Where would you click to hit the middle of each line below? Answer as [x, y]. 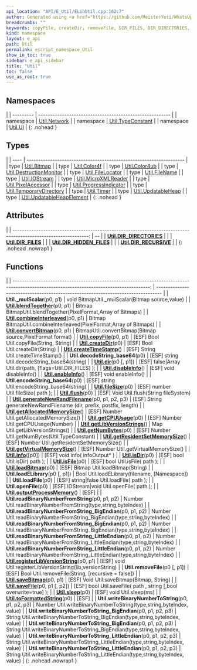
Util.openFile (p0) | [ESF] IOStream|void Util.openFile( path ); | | [82, 487]
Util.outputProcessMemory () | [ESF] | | [54, 492]
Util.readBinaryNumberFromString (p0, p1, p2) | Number [75, 499]
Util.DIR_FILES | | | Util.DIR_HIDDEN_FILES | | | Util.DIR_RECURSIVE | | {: [94, 242]
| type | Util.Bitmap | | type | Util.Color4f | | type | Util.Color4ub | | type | [92, 166]
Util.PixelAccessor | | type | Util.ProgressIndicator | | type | [77, 185]
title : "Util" [23, 66]
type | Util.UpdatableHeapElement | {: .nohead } [64, 197]
